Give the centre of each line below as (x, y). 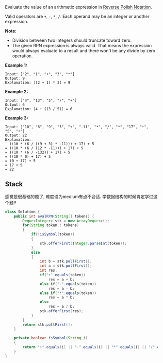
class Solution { (23, 212)
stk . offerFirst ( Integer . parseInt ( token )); (83, 243)
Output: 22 (16, 135)
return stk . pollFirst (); (48, 325)
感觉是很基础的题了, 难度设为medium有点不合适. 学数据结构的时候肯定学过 (79, 197)
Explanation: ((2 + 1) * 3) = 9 (38, 82)
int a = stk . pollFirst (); (66, 266)
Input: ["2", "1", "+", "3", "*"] (40, 74)
